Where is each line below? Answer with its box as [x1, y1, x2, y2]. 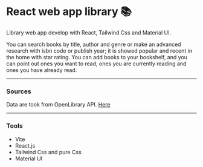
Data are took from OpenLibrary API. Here [6, 101, 111, 108]
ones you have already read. [6, 66, 77, 73]
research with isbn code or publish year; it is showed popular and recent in [6, 47, 192, 54]
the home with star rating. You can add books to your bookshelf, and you [6, 53, 188, 61]
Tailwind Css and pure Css [14, 148, 82, 156]
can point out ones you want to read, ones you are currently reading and [6, 60, 187, 67]
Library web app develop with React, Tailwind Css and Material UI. [6, 28, 171, 36]
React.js [14, 142, 36, 149]
